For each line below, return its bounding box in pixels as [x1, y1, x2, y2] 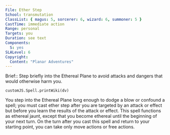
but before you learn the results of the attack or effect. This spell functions [5, 108, 161, 114]
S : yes [10, 45, 24, 50]
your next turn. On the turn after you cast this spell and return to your [5, 118, 150, 124]
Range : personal [5, 26, 40, 31]
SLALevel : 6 [5, 50, 30, 55]
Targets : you [5, 31, 33, 36]
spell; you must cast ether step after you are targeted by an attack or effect [5, 102, 162, 109]
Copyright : [5, 54, 28, 60]
